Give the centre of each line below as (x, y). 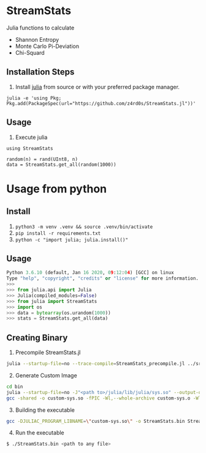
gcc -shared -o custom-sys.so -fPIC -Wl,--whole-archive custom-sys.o (98, 398)
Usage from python (57, 189)
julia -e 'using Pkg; (34, 98)
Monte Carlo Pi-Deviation (47, 46)
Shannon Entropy (37, 39)
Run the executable (40, 433)
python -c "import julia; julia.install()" (72, 240)
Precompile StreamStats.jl (48, 353)
